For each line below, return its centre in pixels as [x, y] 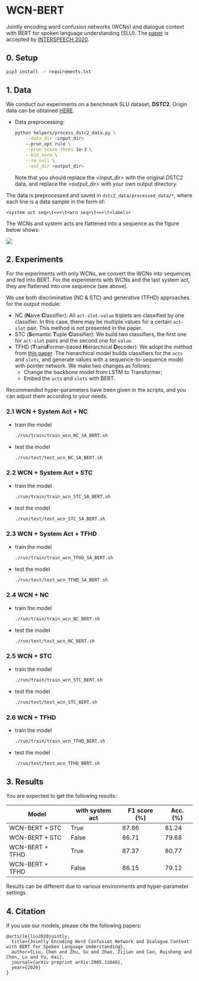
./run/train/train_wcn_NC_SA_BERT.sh [61, 435]
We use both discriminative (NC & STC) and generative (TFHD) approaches [98, 298]
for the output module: [33, 304]
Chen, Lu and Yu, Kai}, [36, 957]
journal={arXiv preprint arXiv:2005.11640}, [67, 963]
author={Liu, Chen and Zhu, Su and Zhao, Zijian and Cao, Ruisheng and [102, 952]
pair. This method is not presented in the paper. [85, 328]
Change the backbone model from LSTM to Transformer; [93, 372]
